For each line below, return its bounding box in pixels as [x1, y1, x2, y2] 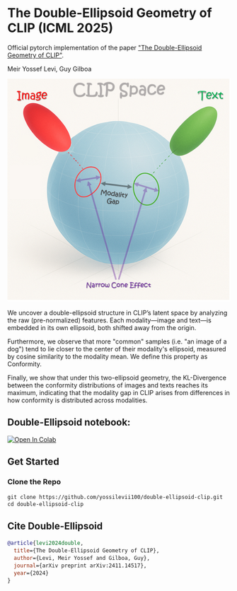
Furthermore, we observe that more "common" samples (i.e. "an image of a [7, 337, 228, 346]
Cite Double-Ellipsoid [7, 520, 103, 532]
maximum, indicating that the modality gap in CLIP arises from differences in [7, 388, 230, 397]
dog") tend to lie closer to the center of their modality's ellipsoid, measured [7, 344, 226, 353]
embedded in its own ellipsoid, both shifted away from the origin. [7, 323, 197, 332]
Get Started [7, 456, 59, 468]
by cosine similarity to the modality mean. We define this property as [7, 352, 208, 361]
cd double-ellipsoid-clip [7, 501, 83, 508]
